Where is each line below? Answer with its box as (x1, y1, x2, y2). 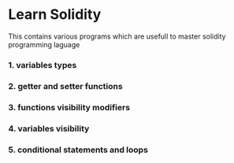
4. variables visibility (8, 123, 90, 134)
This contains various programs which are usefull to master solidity (8, 31, 226, 41)
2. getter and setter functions (8, 80, 124, 91)
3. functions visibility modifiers (8, 102, 131, 113)
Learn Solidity (8, 6, 102, 24)
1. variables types (8, 59, 77, 70)
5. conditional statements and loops (8, 144, 148, 155)
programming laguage (8, 39, 80, 49)
